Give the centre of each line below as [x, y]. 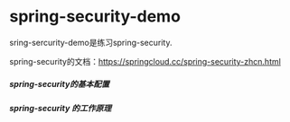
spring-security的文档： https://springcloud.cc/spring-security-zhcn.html [145, 61]
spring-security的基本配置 [60, 83]
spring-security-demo [95, 17]
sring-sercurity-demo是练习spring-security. [91, 42]
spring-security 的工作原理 [61, 108]
